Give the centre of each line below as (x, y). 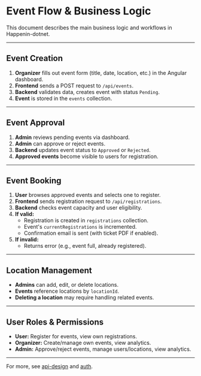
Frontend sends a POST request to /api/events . (74, 86)
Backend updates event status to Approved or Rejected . (83, 150)
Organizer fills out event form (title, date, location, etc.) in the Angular (101, 72)
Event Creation (35, 58)
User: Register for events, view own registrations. (76, 336)
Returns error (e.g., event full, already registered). (85, 246)
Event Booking (34, 181)
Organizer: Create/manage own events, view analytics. (83, 343)
